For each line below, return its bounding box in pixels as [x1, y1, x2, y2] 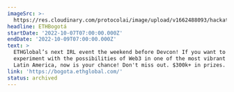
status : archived [7, 74, 58, 82]
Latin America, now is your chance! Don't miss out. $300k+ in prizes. [13, 62, 226, 68]
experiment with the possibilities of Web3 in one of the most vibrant [13, 55, 226, 62]
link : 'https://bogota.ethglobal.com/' [7, 68, 123, 75]
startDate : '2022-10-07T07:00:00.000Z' [7, 29, 123, 37]
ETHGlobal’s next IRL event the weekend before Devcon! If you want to [13, 49, 226, 56]
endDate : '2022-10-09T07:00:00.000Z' [7, 36, 117, 43]
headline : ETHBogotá [7, 23, 68, 30]
